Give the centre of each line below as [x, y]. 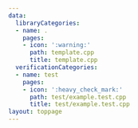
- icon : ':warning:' [57, 45]
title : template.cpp [63, 60]
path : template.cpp [61, 52]
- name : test [37, 75]
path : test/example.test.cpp [78, 97]
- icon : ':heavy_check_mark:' [73, 89]
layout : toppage [35, 112]
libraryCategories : [48, 23]
